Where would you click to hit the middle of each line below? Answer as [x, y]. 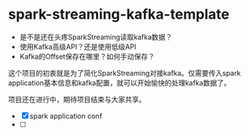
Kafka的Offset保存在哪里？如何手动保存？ [87, 56]
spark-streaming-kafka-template [119, 14]
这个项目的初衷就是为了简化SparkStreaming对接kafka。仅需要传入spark [124, 73]
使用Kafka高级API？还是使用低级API [78, 46]
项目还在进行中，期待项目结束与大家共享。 [77, 99]
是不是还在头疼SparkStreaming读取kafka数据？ [96, 37]
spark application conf [66, 115]
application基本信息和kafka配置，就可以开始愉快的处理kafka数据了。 [119, 83]
